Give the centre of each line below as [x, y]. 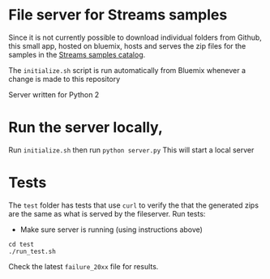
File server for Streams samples [118, 15]
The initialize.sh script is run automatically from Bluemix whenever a [127, 70]
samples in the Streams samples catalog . [77, 54]
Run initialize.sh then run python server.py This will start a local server [131, 150]
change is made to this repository [64, 79]
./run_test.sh [32, 251]
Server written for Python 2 [54, 94]
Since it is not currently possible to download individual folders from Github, [135, 37]
